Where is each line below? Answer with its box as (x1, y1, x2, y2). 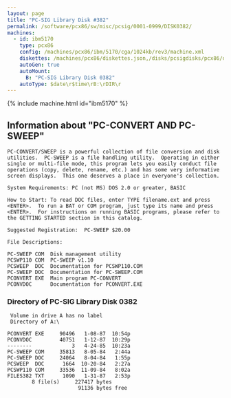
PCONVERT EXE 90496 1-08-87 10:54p (7, 331, 131, 337)
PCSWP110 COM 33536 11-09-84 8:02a (7, 366, 131, 374)
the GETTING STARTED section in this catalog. (7, 215, 143, 222)
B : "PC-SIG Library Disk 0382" (25, 74, 115, 81)
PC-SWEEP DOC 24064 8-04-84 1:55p (7, 355, 131, 362)
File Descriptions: (7, 239, 63, 246)
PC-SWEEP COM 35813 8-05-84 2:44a (7, 348, 131, 355)
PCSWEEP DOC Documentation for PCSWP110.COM (7, 263, 143, 270)
